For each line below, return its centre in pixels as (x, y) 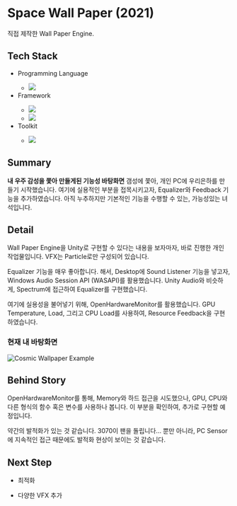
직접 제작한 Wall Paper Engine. (51, 33)
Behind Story (37, 380)
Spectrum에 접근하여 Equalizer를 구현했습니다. (82, 289)
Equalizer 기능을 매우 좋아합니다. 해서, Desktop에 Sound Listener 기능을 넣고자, (119, 272)
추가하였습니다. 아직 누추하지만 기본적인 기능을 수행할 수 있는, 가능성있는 (120, 198)
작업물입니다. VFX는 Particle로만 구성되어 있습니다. (79, 257)
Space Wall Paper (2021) (81, 13)
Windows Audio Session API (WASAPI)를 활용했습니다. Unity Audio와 (106, 280)
